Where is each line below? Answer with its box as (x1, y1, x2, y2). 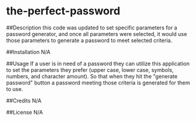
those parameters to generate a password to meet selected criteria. (6, 37, 173, 44)
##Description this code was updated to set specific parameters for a (6, 24, 177, 31)
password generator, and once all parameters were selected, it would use (6, 30, 187, 37)
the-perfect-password (6, 4, 121, 18)
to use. (6, 85, 23, 92)
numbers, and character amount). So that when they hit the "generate (6, 72, 178, 80)
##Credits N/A (6, 97, 42, 104)
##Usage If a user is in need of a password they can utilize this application (6, 60, 190, 67)
